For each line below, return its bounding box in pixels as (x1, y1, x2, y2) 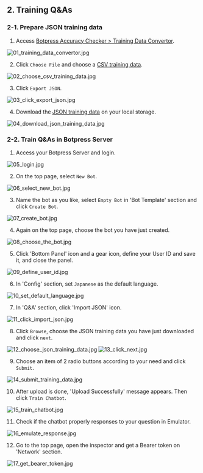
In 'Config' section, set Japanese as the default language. (15, 280, 158, 287)
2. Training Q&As (7, 5, 73, 15)
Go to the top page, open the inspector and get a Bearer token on (15, 441, 180, 449)
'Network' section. (15, 448, 63, 455)
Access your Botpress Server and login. (15, 149, 116, 156)
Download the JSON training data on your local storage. (15, 108, 156, 115)
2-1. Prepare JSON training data (7, 23, 103, 32)
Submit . (15, 364, 34, 371)
